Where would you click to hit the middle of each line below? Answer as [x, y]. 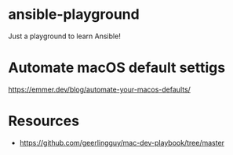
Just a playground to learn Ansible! [65, 36]
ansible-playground [74, 14]
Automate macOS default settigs [117, 68]
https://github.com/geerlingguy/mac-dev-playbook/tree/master [122, 142]
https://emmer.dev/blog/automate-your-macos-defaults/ [99, 89]
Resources [44, 121]
